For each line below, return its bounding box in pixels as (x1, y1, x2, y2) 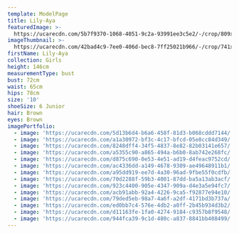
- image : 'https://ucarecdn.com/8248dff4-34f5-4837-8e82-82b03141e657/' (14, 143, 234, 150)
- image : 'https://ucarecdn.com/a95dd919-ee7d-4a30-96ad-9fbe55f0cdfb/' (14, 168, 234, 176)
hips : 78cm (7, 90, 40, 97)
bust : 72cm (7, 76, 40, 84)
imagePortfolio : (7, 122, 55, 130)
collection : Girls (7, 57, 62, 64)
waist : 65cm (7, 83, 43, 90)
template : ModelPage (7, 10, 69, 18)
